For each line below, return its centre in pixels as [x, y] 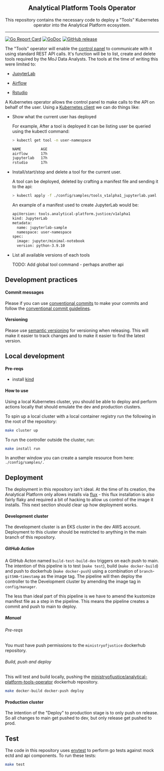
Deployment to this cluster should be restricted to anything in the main [76, 532]
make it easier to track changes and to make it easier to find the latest [75, 335]
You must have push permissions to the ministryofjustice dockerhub [75, 645]
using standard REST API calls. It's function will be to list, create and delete [81, 54]
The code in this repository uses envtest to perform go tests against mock [80, 750]
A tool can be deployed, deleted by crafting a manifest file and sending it [85, 182]
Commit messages [24, 292]
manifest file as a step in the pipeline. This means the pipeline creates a [77, 601]
